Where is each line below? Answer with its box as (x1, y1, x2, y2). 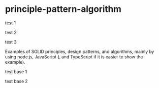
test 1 (5, 20, 16, 26)
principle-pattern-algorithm (5, 3, 122, 15)
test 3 (5, 39, 17, 45)
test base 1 (5, 68, 27, 75)
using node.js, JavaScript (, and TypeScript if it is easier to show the (5, 53, 144, 60)
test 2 (5, 29, 17, 35)
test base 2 (5, 78, 28, 84)
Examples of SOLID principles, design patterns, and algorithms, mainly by (5, 48, 154, 54)
